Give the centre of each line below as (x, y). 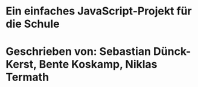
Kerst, (21, 64)
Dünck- (172, 52)
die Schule (33, 24)
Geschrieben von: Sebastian (78, 52)
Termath (27, 77)
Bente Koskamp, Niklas (98, 64)
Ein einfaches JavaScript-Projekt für (99, 11)
